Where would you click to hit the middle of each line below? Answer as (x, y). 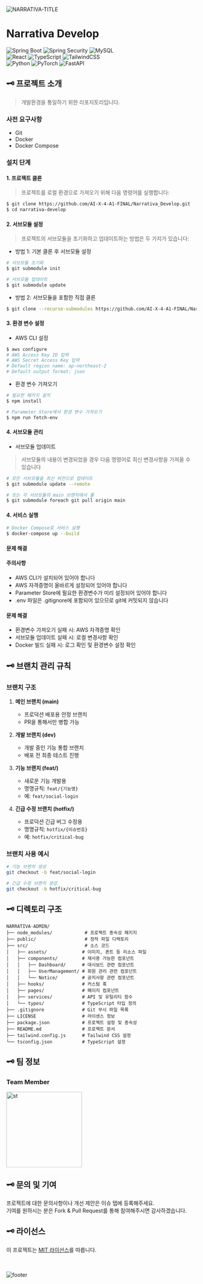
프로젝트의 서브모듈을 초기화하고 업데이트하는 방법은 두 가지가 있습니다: (105, 239)
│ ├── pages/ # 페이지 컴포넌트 (63, 990)
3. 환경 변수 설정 (25, 323)
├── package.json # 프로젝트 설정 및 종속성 (72, 1022)
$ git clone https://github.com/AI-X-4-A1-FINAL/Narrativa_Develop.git (98, 204)
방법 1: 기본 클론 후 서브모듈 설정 (53, 251)
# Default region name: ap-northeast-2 (56, 366)
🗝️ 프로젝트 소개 (34, 84)
